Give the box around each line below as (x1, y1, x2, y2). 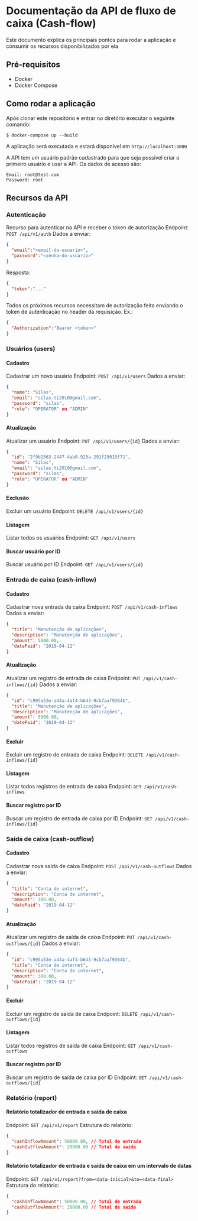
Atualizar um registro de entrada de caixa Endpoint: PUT (6, 674, 141, 681)
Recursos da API (6, 193, 68, 203)
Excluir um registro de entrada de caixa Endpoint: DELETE (6, 751, 144, 758)
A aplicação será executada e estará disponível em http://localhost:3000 (6, 142, 187, 150)
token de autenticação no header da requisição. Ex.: (6, 309, 133, 316)
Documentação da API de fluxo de (6, 4, 176, 18)
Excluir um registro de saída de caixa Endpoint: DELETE (6, 1010, 138, 1017)
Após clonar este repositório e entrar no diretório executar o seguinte (6, 114, 175, 122)
